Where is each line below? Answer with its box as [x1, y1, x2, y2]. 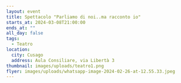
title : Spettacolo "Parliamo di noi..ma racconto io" [6, 14, 141, 20]
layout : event [6, 8, 41, 15]
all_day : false [6, 30, 44, 36]
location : [6, 47, 31, 53]
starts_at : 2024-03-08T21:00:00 [6, 19, 85, 25]
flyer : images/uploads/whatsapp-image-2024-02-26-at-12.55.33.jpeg [6, 68, 176, 74]
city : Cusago [11, 52, 44, 58]
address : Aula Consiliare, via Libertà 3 [11, 57, 115, 63]
